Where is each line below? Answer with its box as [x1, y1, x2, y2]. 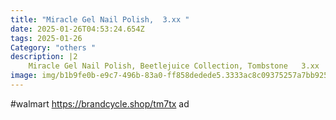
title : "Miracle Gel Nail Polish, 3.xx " [10, 14, 190, 25]
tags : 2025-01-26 [10, 33, 83, 43]
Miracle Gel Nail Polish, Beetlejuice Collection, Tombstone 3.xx [28, 61, 320, 71]
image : [10, 71, 38, 81]
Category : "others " [10, 42, 97, 53]
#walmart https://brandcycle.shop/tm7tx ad [10, 97, 190, 110]
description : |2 [10, 52, 78, 62]
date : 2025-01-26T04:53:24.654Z [10, 24, 145, 34]
